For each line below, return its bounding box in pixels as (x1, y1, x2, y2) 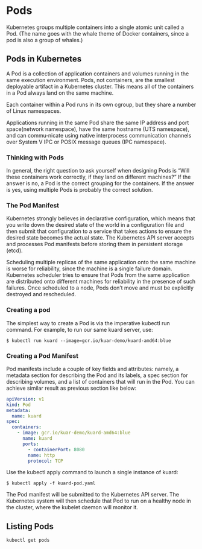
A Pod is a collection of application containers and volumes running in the (6, 70, 189, 77)
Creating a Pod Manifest (6, 351, 79, 360)
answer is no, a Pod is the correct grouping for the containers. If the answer (6, 180, 195, 187)
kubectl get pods (6, 538, 50, 544)
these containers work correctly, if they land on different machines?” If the (6, 173, 191, 181)
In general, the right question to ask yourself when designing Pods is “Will (6, 167, 190, 174)
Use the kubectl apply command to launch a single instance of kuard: (6, 469, 178, 476)
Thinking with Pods (6, 153, 65, 162)
